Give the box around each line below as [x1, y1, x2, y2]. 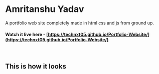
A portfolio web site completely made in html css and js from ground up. [5, 20, 154, 26]
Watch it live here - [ [5, 31, 49, 37]
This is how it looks [5, 62, 67, 71]
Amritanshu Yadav [5, 3, 84, 15]
